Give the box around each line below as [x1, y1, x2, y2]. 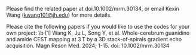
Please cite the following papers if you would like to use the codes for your [6, 23, 190, 30]
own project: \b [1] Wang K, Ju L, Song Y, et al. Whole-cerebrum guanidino [6, 29, 190, 36]
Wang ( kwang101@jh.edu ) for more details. [6, 11, 112, 19]
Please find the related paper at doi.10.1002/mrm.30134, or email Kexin [6, 5, 179, 12]
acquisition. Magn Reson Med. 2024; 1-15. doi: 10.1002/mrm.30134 [6, 42, 170, 49]
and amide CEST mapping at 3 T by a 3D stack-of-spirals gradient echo [6, 36, 182, 42]
